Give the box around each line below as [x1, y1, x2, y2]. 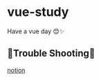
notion [7, 66, 26, 74]
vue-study [7, 4, 69, 20]
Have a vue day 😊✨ [7, 27, 64, 35]
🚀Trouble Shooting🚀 [7, 48, 95, 60]
